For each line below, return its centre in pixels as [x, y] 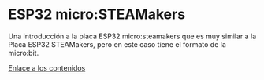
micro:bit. [24, 53]
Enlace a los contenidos [47, 67]
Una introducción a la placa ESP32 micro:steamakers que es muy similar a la [132, 36]
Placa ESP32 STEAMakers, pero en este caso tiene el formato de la [117, 44]
